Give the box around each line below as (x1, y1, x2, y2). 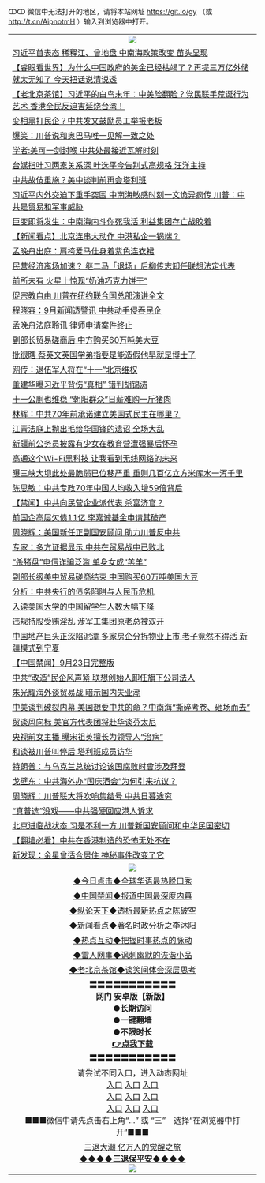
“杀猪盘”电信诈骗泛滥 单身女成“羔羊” (12, 557, 147, 567)
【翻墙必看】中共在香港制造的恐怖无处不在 (12, 836, 171, 846)
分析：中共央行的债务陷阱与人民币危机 (12, 587, 155, 597)
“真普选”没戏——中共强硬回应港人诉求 (12, 806, 154, 816)
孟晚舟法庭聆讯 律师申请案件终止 (12, 320, 133, 330)
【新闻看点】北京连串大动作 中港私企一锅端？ (12, 231, 181, 242)
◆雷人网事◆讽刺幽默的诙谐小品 (73, 950, 192, 960)
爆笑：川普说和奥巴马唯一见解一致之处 (12, 130, 155, 141)
